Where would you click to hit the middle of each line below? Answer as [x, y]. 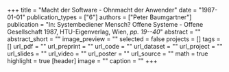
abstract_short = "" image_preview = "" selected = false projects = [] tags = [114, 39]
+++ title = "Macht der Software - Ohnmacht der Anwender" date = [102, 10]
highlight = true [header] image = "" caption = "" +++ [82, 61]
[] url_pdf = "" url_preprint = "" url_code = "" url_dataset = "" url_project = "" [115, 46]
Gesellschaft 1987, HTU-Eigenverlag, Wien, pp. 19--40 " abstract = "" [104, 32]
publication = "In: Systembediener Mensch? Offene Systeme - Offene [105, 24]
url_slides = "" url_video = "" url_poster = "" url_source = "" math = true [108, 53]
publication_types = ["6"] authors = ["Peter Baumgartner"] [109, 17]
